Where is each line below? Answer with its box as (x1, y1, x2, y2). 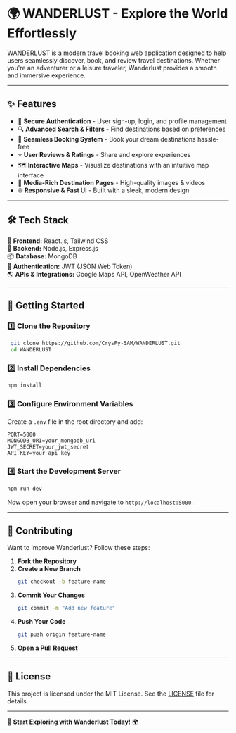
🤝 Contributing (7, 525, 73, 537)
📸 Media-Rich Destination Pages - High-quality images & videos (17, 178, 206, 187)
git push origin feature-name (17, 631, 107, 638)
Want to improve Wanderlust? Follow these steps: (7, 544, 150, 552)
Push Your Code (17, 618, 66, 626)
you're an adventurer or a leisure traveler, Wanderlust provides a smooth (7, 63, 217, 72)
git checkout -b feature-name (17, 578, 107, 585)
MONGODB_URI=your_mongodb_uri (7, 437, 96, 444)
